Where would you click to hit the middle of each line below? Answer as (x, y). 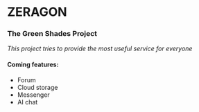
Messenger (33, 95)
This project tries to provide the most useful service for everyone (100, 48)
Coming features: (33, 65)
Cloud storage (37, 87)
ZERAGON (37, 12)
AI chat (27, 102)
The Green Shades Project (52, 34)
